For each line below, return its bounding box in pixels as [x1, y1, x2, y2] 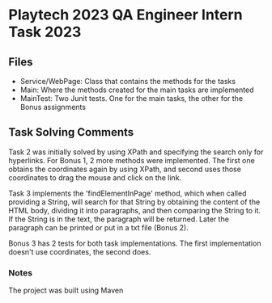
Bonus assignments [19, 103, 87, 112]
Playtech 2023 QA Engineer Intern [8, 6, 243, 24]
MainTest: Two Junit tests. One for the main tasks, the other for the [19, 94, 244, 103]
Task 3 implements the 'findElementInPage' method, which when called [8, 188, 247, 198]
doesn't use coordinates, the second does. [8, 246, 151, 256]
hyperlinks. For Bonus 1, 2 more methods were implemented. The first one [8, 155, 255, 165]
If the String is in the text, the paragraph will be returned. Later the [8, 214, 229, 224]
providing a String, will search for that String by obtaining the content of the [8, 196, 261, 207]
